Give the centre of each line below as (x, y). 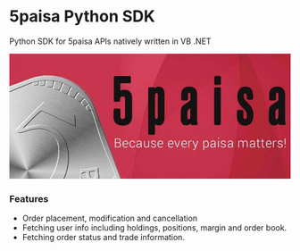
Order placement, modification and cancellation (110, 218)
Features (29, 198)
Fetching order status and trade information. (104, 238)
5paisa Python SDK (82, 17)
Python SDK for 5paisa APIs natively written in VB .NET (110, 41)
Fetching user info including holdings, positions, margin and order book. (154, 228)
